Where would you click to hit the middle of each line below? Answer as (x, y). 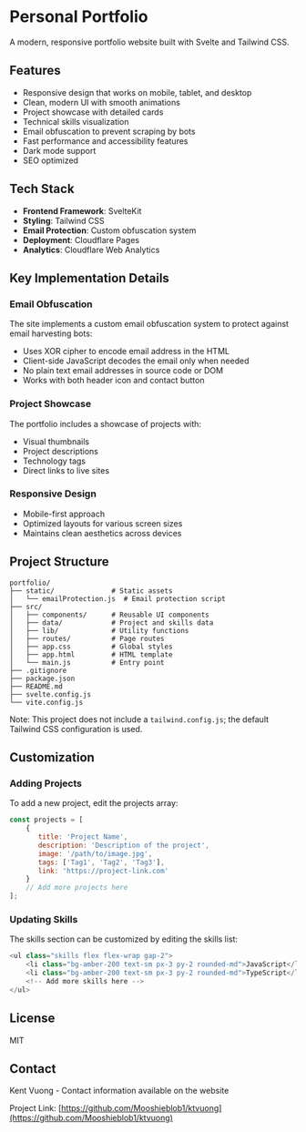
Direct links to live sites (66, 470)
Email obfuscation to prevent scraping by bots (109, 131)
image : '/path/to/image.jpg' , (95, 853)
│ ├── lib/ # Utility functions (99, 630)
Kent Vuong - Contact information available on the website (119, 1091)
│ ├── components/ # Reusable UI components (109, 615)
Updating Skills (44, 920)
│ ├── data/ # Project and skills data (112, 622)
